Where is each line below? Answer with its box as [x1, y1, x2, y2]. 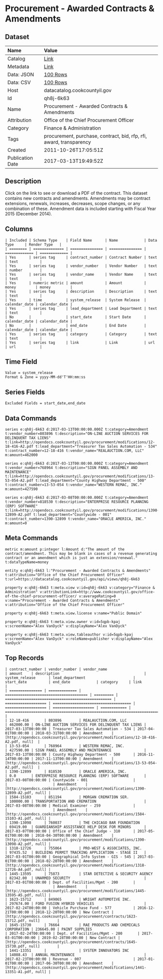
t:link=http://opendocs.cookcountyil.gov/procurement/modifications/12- [5, 440, 155, 445]
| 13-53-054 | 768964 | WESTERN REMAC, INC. [5, 743, 125, 748]
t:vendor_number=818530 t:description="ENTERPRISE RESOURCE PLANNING [5, 500, 149, 505]
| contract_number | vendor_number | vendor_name [5, 667, 108, 672]
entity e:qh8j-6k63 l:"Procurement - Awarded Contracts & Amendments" [5, 568, 151, 573]
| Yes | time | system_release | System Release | [5, 298, 147, 302]
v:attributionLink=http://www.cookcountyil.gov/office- [39, 589, 155, 594]
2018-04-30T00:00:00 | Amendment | [35, 833, 114, 838]
